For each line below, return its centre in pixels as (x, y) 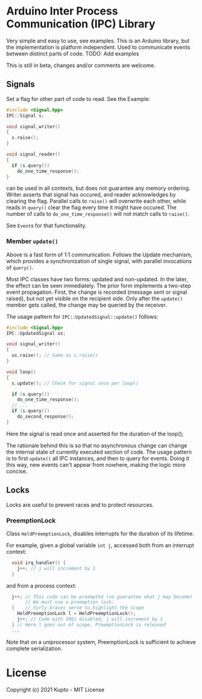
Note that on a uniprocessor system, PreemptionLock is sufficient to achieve (101, 642)
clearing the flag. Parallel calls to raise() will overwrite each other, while (96, 201)
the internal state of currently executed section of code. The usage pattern (99, 452)
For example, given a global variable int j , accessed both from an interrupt (100, 545)
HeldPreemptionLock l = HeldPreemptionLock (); (77, 614)
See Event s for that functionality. (47, 226)
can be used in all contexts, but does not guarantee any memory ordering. (98, 188)
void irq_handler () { (39, 563)
